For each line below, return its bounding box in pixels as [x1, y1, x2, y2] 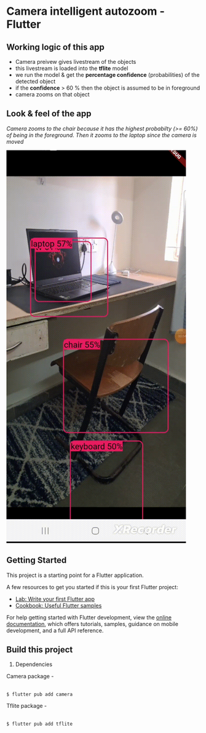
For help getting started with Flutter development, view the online [6, 613, 172, 621]
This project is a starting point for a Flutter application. [6, 571, 144, 579]
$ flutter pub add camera [6, 691, 73, 698]
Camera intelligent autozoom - [6, 4, 165, 18]
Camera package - [6, 673, 54, 680]
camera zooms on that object [15, 91, 90, 98]
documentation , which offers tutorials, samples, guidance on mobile [6, 620, 178, 627]
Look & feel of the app [6, 109, 92, 119]
